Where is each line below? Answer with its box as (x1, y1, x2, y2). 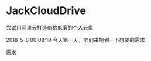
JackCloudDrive (6, 4, 87, 17)
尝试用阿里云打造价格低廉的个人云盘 (6, 24, 94, 31)
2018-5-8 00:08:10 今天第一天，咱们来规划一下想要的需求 (6, 36, 145, 43)
